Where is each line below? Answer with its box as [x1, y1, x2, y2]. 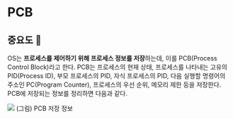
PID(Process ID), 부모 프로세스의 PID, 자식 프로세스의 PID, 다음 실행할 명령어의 [7, 72, 226, 80]
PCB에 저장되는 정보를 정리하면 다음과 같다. [7, 89, 128, 97]
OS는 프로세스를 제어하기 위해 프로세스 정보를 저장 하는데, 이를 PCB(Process [7, 54, 217, 62]
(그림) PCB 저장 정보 [16, 104, 73, 113]
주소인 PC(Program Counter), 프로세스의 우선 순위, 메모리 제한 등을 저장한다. [7, 80, 222, 89]
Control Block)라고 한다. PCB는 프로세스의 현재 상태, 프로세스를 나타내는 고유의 [7, 63, 228, 71]
